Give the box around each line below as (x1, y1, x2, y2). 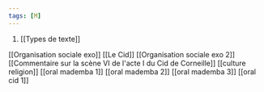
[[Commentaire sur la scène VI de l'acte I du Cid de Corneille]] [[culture (8, 58, 246, 68)
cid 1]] (8, 75, 29, 85)
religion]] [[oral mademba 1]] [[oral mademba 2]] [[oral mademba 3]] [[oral (8, 66, 257, 77)
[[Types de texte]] (19, 34, 81, 44)
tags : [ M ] (8, 11, 42, 20)
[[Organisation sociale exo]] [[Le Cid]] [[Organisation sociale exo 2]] (8, 49, 236, 59)
